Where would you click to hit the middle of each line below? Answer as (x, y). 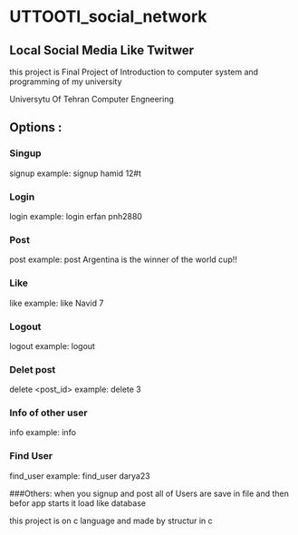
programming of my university (66, 82)
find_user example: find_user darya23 (80, 476)
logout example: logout (52, 345)
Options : (36, 127)
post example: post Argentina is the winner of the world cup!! (124, 259)
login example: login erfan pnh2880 (76, 216)
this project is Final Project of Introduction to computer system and (134, 72)
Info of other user (48, 413)
